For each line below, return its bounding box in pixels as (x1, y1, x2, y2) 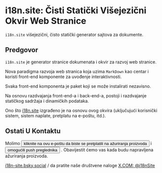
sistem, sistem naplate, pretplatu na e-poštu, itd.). (5, 113, 106, 118)
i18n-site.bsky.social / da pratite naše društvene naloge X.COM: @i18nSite (5, 162, 155, 168)
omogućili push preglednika (7, 147, 58, 152)
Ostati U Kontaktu (5, 127, 61, 135)
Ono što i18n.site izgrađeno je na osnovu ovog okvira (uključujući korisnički (5, 107, 158, 113)
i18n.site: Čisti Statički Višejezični (5, 5, 147, 16)
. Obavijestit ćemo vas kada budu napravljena (61, 146, 154, 152)
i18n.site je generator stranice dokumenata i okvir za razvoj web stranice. (5, 59, 157, 65)
